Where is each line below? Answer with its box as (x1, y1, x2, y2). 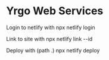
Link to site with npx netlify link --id (6, 35, 93, 42)
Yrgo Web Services (6, 4, 104, 18)
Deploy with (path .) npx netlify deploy (6, 46, 100, 54)
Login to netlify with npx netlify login (6, 24, 95, 31)
